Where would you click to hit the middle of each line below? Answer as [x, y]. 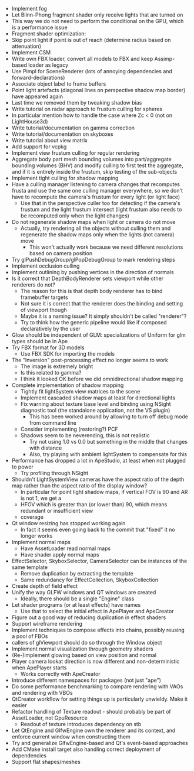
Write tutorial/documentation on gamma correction [73, 128]
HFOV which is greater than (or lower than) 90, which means [94, 504]
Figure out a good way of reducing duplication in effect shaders [89, 617]
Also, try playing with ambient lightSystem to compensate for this [108, 454]
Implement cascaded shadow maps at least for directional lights [98, 398]
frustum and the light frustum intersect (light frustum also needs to [101, 209]
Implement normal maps [41, 542]
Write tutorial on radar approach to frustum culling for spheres [87, 109]
